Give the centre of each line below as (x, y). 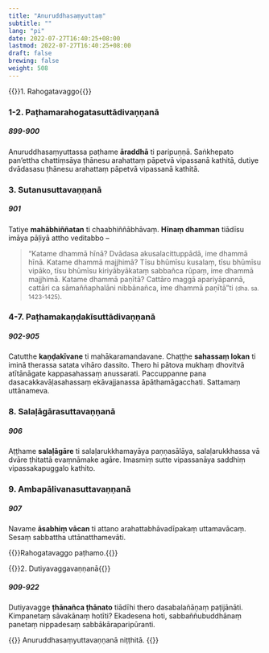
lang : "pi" (27, 31)
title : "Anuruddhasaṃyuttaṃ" (57, 16)
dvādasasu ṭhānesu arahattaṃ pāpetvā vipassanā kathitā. (104, 168)
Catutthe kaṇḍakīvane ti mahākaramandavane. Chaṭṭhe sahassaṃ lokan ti (132, 356)
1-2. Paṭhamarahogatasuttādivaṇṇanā (84, 112)
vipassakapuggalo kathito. (52, 468)
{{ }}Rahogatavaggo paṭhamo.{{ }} (63, 553)
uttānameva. (29, 391)
